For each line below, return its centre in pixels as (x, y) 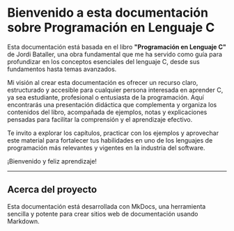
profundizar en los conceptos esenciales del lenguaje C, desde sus (103, 61)
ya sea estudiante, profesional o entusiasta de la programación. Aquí (106, 97)
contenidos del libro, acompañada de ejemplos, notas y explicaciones (107, 112)
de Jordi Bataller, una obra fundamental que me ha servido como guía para (115, 54)
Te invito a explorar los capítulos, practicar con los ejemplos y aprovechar (113, 133)
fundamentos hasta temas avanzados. (62, 69)
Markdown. (23, 221)
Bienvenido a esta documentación (108, 13)
